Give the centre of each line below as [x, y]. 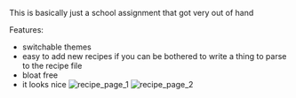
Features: [27, 30]
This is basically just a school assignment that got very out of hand [132, 13]
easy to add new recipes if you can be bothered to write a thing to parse [154, 56]
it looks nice [44, 84]
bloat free [40, 75]
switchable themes [56, 47]
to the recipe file [52, 66]
